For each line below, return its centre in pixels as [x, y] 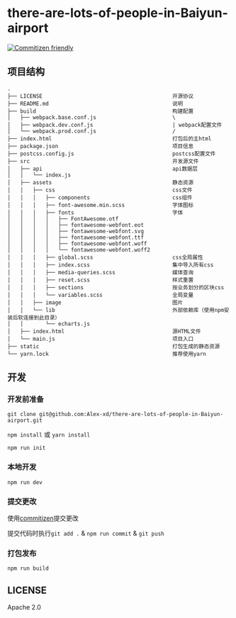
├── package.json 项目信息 [100, 146]
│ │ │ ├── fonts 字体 [95, 213]
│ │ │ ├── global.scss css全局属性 [105, 257]
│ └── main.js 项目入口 [100, 339]
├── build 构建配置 [100, 111]
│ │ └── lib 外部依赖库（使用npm [116, 310]
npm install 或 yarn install [49, 434]
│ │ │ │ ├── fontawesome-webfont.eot [75, 225]
